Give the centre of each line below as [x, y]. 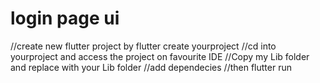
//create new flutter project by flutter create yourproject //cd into [143, 46]
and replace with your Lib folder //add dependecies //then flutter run [151, 67]
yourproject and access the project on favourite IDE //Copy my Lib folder [160, 56]
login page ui [65, 18]
